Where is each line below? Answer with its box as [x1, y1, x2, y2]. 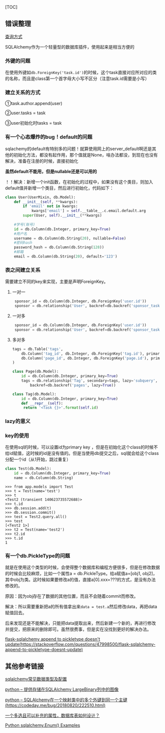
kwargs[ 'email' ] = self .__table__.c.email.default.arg [31, 209, 146, 213]
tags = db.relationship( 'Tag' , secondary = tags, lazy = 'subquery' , [21, 378, 158, 383]
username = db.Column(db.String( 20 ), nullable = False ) [14, 236, 126, 241]
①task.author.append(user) [5, 101, 63, 106]
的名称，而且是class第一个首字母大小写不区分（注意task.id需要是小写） [5, 76, 150, 81]
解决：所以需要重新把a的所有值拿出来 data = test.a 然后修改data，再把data [5, 603, 157, 610]
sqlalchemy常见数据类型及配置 [5, 676, 67, 682]
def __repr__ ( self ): [21, 401, 63, 406]
